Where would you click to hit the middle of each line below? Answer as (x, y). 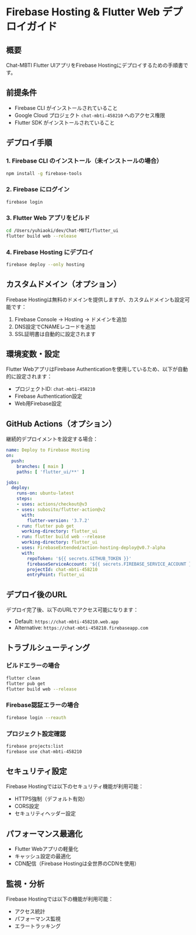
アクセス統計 (30, 912)
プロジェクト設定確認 (36, 734)
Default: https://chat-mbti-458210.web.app (66, 621)
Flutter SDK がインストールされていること (64, 122)
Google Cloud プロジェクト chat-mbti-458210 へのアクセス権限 (90, 115)
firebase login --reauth (36, 717)
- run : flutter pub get (45, 526)
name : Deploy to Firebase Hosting (48, 450)
